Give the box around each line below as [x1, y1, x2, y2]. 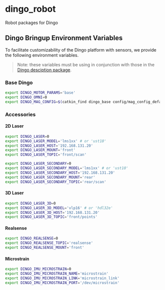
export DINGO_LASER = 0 [5, 134, 50, 139]
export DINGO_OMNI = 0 [5, 95, 48, 100]
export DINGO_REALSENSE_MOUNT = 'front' [5, 245, 84, 250]
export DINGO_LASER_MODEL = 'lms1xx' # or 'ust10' [5, 138, 107, 143]
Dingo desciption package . [17, 67, 72, 73]
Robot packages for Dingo [5, 20, 58, 26]
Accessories [5, 111, 36, 118]
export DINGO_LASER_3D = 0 [5, 201, 56, 206]
